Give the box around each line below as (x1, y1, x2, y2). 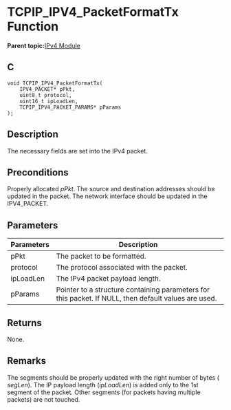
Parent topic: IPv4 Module (7, 41, 80, 50)
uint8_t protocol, (19, 91, 72, 98)
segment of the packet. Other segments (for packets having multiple (7, 388, 201, 396)
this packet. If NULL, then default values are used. (56, 294, 217, 303)
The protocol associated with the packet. (56, 263, 188, 272)
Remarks (7, 355, 47, 367)
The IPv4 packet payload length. (56, 274, 161, 283)
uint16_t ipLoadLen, (19, 98, 78, 105)
